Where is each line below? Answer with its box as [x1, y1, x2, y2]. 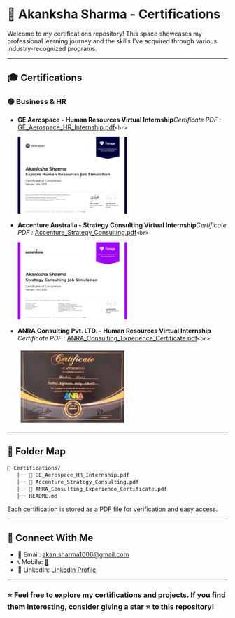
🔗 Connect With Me [7, 531, 94, 544]
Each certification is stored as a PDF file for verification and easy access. [7, 505, 218, 513]
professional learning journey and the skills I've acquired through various [7, 36, 218, 45]
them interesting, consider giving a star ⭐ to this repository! [7, 602, 215, 612]
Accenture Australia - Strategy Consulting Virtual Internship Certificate [17, 221, 227, 229]
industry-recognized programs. [7, 44, 98, 52]
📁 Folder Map [7, 445, 66, 457]
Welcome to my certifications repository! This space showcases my [7, 29, 203, 38]
